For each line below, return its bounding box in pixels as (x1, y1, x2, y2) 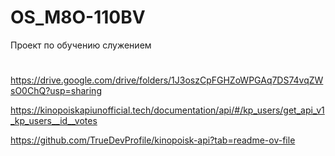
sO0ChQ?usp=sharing (10, 85, 102, 97)
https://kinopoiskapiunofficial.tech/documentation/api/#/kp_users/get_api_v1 (10, 104, 325, 116)
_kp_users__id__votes (10, 115, 98, 127)
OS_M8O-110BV (10, 6, 146, 29)
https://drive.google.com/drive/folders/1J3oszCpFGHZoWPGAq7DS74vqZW (10, 74, 324, 86)
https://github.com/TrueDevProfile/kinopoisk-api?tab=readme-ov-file (10, 134, 296, 146)
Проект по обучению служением (10, 39, 152, 51)
